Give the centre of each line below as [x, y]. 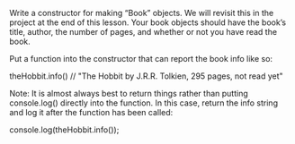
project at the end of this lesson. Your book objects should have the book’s [147, 22]
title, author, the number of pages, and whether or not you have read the [143, 32]
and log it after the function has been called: [91, 112]
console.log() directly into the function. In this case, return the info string [144, 103]
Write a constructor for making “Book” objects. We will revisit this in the [142, 13]
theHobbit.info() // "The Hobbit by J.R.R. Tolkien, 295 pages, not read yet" [146, 76]
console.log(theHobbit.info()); [64, 130]
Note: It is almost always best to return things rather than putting [129, 93]
